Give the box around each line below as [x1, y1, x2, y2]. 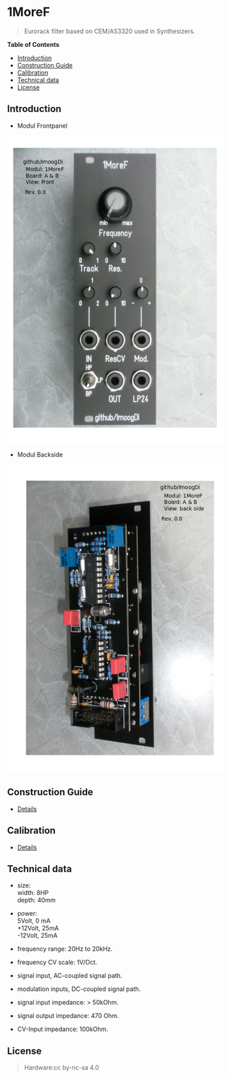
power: [17, 909, 38, 918]
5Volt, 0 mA [17, 916, 51, 925]
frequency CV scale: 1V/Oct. [17, 958, 98, 967]
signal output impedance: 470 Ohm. [17, 1012, 119, 1020]
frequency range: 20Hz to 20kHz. [17, 945, 113, 953]
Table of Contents [7, 40, 60, 48]
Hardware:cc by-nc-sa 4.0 [23, 1063, 100, 1072]
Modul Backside [17, 450, 63, 459]
